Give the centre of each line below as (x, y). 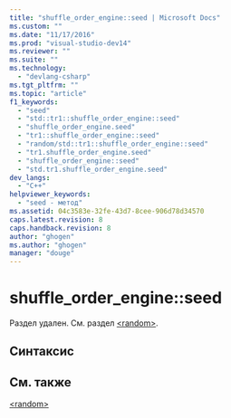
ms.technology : (38, 69)
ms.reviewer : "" (40, 52)
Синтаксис (42, 351)
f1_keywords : (34, 102)
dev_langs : (30, 177)
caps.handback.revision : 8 (60, 228)
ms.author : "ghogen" (48, 245)
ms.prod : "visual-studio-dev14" (70, 43)
